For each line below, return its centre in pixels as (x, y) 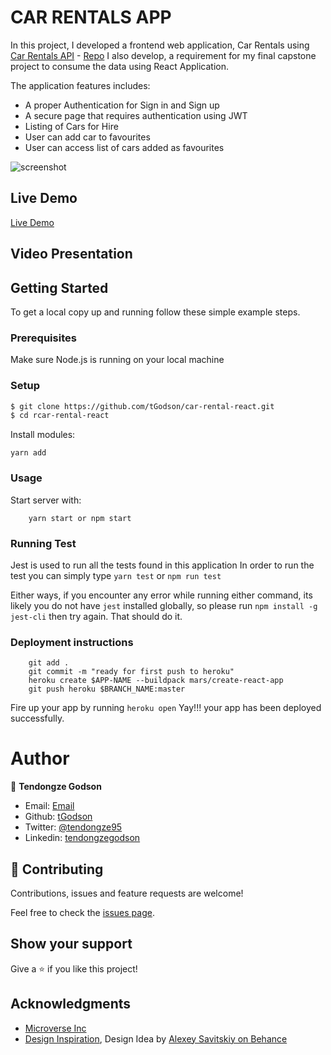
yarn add (28, 453)
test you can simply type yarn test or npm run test (116, 575)
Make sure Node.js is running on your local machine (117, 360)
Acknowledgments (71, 1004)
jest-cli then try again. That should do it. (96, 616)
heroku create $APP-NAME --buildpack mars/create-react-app (156, 681)
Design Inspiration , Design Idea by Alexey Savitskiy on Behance (156, 1038)
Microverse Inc (55, 1028)
